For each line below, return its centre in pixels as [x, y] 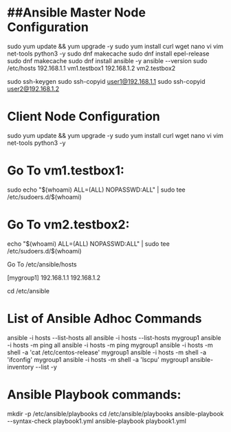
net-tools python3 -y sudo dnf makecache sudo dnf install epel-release [108, 54]
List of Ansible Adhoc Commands [104, 318]
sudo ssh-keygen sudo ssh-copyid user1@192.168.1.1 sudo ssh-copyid [106, 81]
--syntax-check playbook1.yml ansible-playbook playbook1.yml [97, 421]
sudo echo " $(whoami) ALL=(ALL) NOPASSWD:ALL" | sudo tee [96, 190]
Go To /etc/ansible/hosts [42, 264]
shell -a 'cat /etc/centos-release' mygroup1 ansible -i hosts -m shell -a [107, 352]
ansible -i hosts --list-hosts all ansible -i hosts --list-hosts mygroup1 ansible [114, 337]
